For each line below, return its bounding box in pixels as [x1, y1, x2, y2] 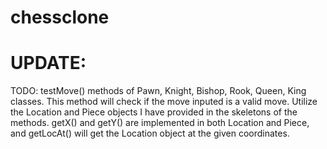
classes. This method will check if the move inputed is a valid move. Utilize [10, 96, 318, 108]
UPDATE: [10, 52, 87, 75]
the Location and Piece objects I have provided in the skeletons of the [10, 106, 298, 118]
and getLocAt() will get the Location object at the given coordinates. [10, 127, 290, 140]
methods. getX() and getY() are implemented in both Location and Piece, [10, 117, 310, 129]
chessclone [10, 6, 110, 29]
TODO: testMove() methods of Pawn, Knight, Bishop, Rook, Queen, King [10, 85, 307, 97]
